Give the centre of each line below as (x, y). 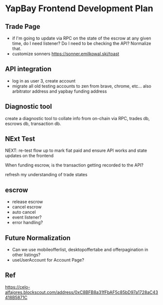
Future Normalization (38, 238)
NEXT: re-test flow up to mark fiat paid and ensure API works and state (76, 151)
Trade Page (23, 27)
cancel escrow (27, 207)
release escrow (27, 202)
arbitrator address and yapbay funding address (59, 91)
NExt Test (20, 139)
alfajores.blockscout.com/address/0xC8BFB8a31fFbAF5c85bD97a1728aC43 (81, 292)
